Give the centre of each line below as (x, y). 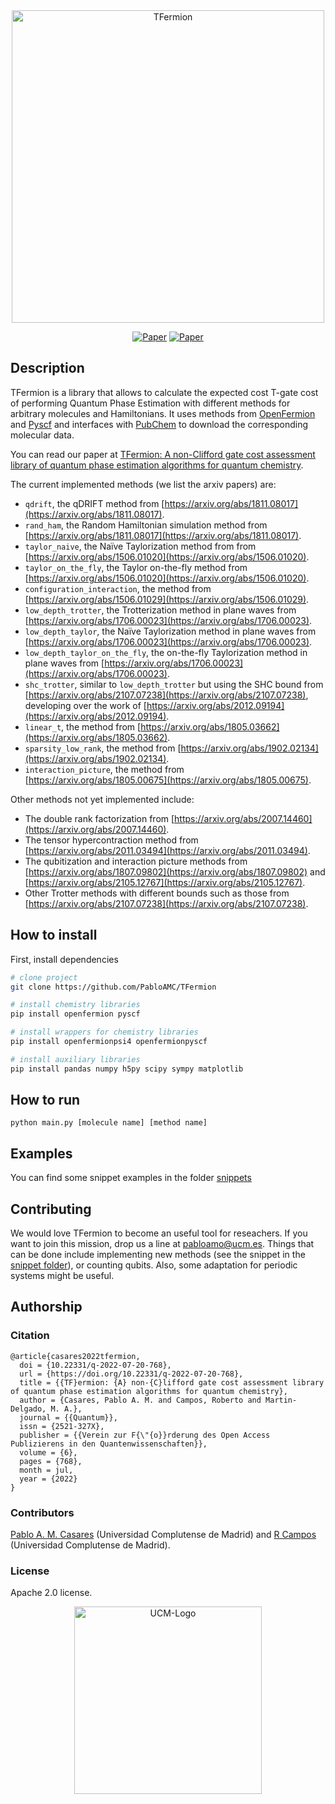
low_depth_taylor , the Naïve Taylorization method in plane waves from (170, 631)
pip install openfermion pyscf (75, 1014)
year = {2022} (48, 1479)
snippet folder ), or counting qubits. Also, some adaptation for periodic (154, 1265)
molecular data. (42, 435)
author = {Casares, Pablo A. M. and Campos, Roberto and (140, 1400)
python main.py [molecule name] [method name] (109, 1123)
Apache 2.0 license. (51, 1593)
